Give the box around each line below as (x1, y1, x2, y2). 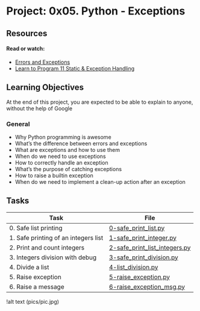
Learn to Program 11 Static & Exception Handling (14, 64, 135, 72)
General (6, 119, 30, 128)
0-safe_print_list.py (108, 224, 165, 232)
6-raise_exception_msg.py (108, 282, 186, 291)
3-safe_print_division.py (108, 253, 179, 262)
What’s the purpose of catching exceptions (14, 165, 122, 172)
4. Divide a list (9, 263, 49, 271)
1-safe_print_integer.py (108, 233, 177, 242)
